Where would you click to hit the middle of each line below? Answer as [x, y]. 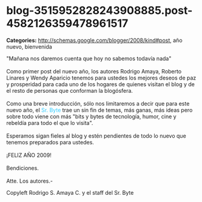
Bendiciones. [23, 168]
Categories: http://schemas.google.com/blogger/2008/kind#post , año [95, 40]
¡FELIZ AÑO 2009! [29, 155]
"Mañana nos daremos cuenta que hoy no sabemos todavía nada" [89, 58]
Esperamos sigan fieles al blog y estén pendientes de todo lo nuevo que [96, 136]
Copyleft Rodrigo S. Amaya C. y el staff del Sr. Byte [70, 192]
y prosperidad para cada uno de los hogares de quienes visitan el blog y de [101, 84]
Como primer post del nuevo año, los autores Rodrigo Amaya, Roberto [94, 71]
